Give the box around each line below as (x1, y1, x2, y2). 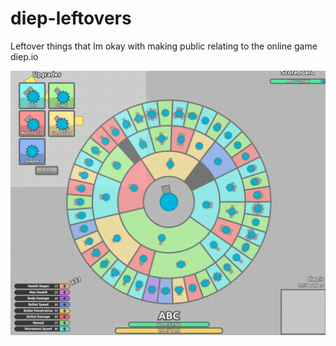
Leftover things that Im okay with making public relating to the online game (10, 40, 318, 52)
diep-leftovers (10, 7, 132, 30)
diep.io (10, 50, 39, 62)
